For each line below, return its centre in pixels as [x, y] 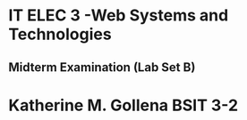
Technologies [60, 34]
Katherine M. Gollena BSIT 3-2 [123, 105]
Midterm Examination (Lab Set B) [102, 67]
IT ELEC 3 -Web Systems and [119, 16]
